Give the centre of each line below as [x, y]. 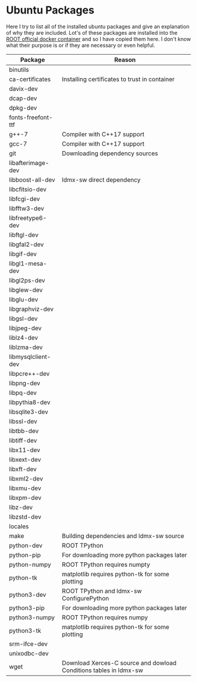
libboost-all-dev [32, 180]
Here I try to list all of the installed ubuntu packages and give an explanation [98, 26]
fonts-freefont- [31, 117]
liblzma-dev [26, 347]
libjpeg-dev [26, 328]
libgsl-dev [23, 318]
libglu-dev [23, 299]
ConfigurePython [86, 598]
